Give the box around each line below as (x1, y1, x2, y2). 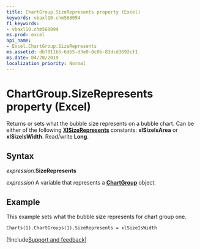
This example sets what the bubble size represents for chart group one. (6, 213, 187, 221)
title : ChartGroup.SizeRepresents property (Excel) (6, 9, 141, 15)
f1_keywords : (6, 20, 40, 26)
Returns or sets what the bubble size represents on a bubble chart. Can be (6, 120, 194, 128)
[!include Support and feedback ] (6, 236, 87, 243)
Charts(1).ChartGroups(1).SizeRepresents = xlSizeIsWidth (6, 225, 157, 231)
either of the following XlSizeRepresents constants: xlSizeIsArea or (6, 126, 179, 134)
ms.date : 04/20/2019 (6, 55, 59, 61)
